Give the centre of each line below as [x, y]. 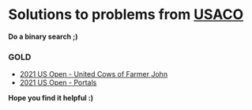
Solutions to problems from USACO [126, 15]
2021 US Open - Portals [58, 83]
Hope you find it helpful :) [51, 98]
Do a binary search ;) [43, 36]
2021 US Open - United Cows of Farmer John [94, 74]
